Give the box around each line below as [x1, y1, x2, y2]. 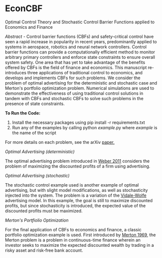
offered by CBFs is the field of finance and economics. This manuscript [5, 64, 147, 70]
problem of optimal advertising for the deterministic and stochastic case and [5, 80, 157, 86]
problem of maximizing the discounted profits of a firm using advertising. [5, 163, 151, 169]
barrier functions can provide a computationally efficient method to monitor [5, 49, 155, 55]
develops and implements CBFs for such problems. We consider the [5, 75, 141, 81]
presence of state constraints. [5, 101, 65, 106]
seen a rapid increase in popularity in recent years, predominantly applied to [5, 38, 157, 44]
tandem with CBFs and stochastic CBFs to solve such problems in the [5, 95, 144, 101]
